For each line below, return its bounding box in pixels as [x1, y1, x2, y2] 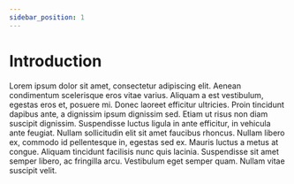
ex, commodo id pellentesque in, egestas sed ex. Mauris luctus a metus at [9, 136, 279, 147]
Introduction [9, 50, 102, 71]
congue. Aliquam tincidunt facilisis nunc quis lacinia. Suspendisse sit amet [9, 146, 280, 157]
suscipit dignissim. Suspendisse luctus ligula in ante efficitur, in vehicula [9, 118, 271, 128]
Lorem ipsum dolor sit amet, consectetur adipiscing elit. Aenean [9, 80, 241, 91]
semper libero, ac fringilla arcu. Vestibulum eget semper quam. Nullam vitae [9, 156, 285, 166]
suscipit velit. [9, 165, 57, 175]
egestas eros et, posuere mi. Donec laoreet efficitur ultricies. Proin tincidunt [9, 99, 285, 110]
